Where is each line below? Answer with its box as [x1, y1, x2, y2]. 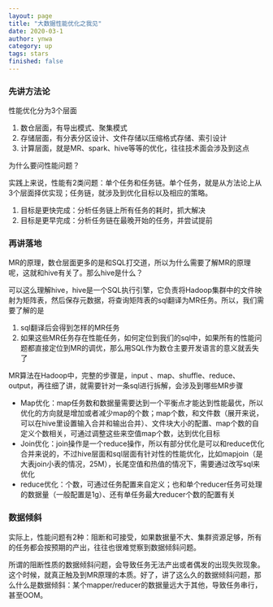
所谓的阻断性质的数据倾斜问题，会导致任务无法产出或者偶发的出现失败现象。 [8, 559, 265, 570]
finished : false [8, 58, 63, 66]
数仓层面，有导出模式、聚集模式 [19, 123, 128, 133]
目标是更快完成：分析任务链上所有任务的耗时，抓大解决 [19, 205, 206, 216]
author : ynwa [8, 34, 53, 43]
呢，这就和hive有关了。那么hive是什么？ [8, 268, 144, 277]
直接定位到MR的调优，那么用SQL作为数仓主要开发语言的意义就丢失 [34, 343, 260, 353]
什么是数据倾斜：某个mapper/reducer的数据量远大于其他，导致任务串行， [15, 579, 262, 590]
